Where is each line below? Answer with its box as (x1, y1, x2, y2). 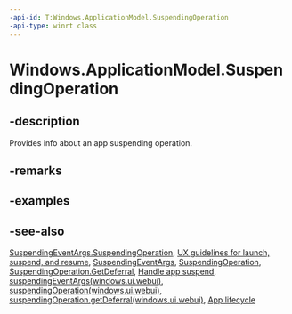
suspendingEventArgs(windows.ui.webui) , (9, 276, 164, 286)
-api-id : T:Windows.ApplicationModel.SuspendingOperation (9, 12, 229, 22)
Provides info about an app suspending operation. (9, 137, 193, 148)
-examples (9, 193, 70, 209)
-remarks (9, 163, 62, 178)
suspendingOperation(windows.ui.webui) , (9, 286, 163, 296)
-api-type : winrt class (9, 21, 98, 30)
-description (9, 114, 80, 129)
